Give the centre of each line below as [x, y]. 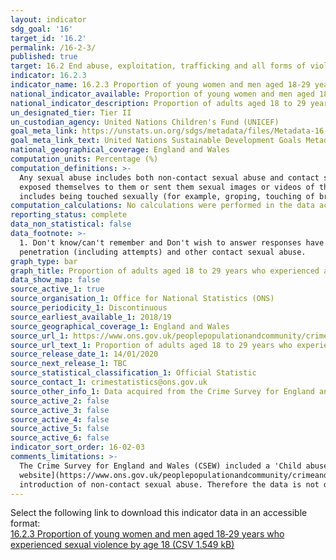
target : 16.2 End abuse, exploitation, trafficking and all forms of [158, 66]
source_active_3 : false [60, 410]
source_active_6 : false [60, 438]
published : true [44, 57]
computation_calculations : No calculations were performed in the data [162, 206]
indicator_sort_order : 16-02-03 [77, 447]
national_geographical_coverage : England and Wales [120, 150]
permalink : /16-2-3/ [53, 47]
